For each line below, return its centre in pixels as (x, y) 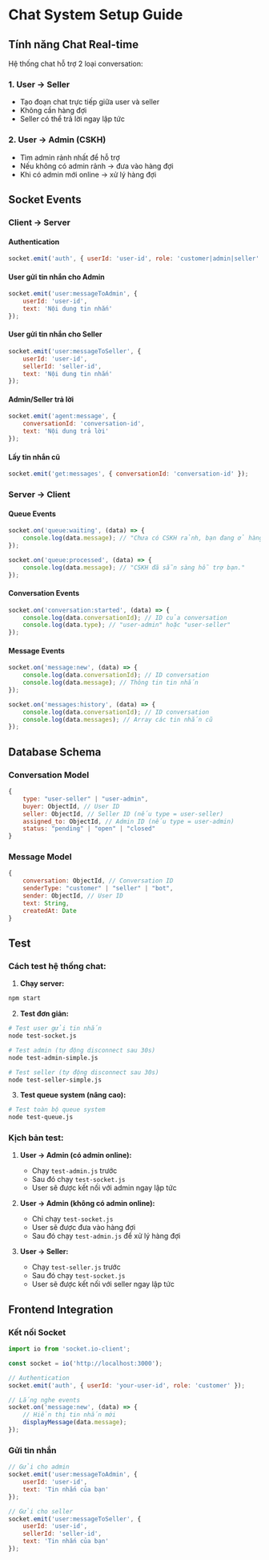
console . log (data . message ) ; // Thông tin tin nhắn (110, 683)
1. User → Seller (39, 84)
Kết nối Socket (37, 1332)
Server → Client (39, 494)
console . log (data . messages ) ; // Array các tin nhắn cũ (118, 719)
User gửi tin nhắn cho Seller (55, 334)
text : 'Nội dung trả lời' (66, 431)
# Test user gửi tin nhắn (55, 1028)
